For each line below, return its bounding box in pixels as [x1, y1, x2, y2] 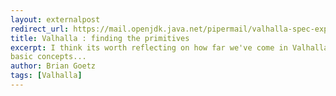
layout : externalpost [10, 14, 101, 25]
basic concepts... [10, 52, 87, 62]
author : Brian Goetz [10, 61, 97, 71]
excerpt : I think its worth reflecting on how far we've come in [10, 42, 288, 53]
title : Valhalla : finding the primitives [10, 33, 190, 43]
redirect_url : [10, 24, 70, 34]
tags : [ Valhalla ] [10, 71, 83, 81]
